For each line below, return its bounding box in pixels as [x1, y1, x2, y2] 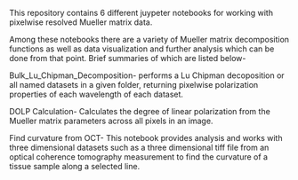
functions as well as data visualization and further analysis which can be [9, 43, 275, 54]
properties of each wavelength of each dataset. [9, 89, 184, 99]
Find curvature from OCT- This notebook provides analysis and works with [9, 133, 283, 143]
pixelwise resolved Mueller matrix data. [9, 17, 153, 27]
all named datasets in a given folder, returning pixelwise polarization [9, 80, 259, 90]
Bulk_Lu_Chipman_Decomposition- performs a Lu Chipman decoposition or [9, 70, 285, 81]
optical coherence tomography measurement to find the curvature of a [9, 152, 269, 162]
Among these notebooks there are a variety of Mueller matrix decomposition [9, 35, 290, 44]
